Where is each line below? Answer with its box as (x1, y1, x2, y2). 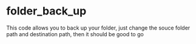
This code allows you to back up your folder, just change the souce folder (6, 24, 191, 31)
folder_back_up (6, 4, 87, 18)
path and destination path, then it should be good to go (6, 30, 144, 37)
